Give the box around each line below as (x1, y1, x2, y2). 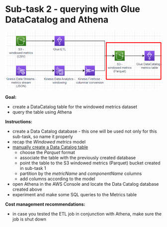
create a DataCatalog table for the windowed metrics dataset (12, 104, 138, 110)
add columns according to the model (19, 176, 95, 182)
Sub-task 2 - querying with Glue (5, 3, 140, 15)
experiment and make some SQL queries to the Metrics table (12, 192, 137, 198)
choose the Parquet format (19, 150, 76, 155)
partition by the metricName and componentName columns (19, 170, 142, 177)
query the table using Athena (12, 109, 72, 115)
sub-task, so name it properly (12, 134, 73, 140)
